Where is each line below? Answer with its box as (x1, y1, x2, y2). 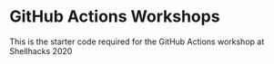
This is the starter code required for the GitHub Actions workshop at (9, 36, 265, 47)
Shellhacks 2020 (9, 45, 73, 56)
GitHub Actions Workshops (9, 6, 220, 27)
